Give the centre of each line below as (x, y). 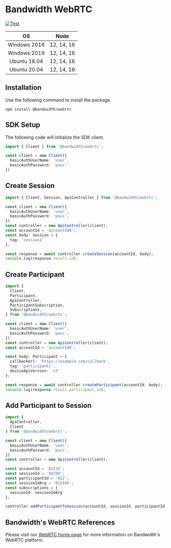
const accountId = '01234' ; (35, 469)
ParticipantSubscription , (37, 305)
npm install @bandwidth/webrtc (38, 109)
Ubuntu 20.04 (26, 69)
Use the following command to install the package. (59, 100)
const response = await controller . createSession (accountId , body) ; (79, 254)
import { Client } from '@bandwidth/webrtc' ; (54, 146)
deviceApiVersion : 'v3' (35, 371)
